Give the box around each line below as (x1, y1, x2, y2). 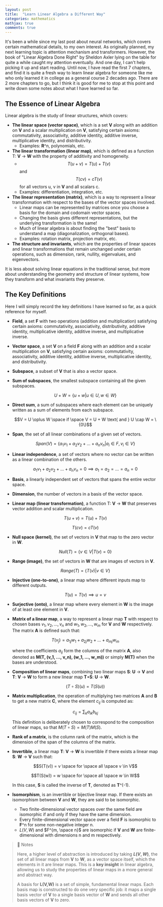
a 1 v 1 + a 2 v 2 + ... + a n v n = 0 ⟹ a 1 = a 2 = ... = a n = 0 (33, 466, 138, 473)
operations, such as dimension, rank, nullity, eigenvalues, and (12, 251, 136, 257)
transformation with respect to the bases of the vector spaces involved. (12, 199, 156, 205)
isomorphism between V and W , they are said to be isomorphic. (12, 797, 140, 803)
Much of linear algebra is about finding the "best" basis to (19, 225, 136, 231)
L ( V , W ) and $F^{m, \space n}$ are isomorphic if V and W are (19, 827, 143, 833)
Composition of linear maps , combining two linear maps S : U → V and (12, 669, 154, 674)
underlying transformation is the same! (19, 220, 97, 226)
